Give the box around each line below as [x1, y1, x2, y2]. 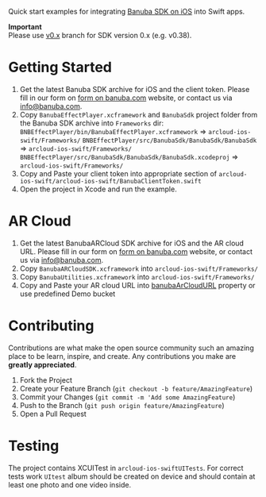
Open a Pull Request [19, 409, 87, 418]
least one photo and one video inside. [8, 480, 132, 489]
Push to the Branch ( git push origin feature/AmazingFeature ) [19, 400, 225, 410]
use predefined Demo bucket [19, 289, 116, 299]
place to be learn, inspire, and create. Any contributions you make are [8, 351, 237, 360]
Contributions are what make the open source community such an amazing [8, 343, 254, 353]
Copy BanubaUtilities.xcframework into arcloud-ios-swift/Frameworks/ [19, 272, 255, 281]
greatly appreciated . [8, 360, 77, 369]
